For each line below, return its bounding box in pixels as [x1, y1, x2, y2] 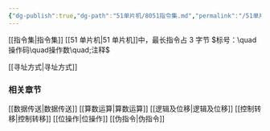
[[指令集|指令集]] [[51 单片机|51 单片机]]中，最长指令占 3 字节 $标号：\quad [8, 35, 257, 44]
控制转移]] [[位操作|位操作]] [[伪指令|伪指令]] [17, 113, 165, 123]
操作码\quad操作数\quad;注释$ [8, 45, 110, 55]
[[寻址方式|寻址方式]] [8, 62, 78, 72]
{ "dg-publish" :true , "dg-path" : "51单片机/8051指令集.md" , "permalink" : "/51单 [8, 11, 260, 20]
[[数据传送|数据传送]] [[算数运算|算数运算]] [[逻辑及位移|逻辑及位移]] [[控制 [8, 104, 255, 113]
